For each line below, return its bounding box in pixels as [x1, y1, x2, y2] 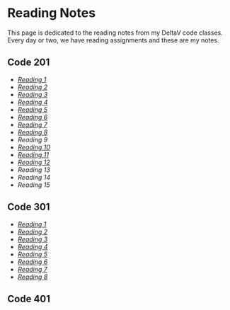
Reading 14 [17, 173, 51, 181]
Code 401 [7, 292, 51, 305]
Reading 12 [17, 158, 51, 166]
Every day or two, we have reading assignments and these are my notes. [7, 35, 219, 44]
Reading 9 [17, 135, 48, 144]
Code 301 [7, 201, 50, 213]
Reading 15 [17, 180, 51, 189]
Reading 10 [17, 143, 51, 151]
